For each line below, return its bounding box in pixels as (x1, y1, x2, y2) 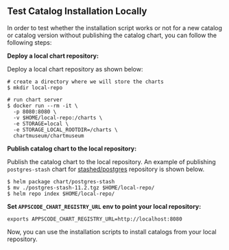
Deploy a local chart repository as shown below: (7, 65, 143, 73)
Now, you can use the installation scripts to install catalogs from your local (7, 227, 217, 236)
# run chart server (7, 96, 63, 103)
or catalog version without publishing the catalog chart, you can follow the (7, 31, 217, 39)
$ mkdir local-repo (7, 84, 63, 91)
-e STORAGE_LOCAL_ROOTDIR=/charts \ (13, 126, 118, 133)
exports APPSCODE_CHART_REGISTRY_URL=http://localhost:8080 (7, 216, 183, 223)
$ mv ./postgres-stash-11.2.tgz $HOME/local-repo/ (7, 184, 155, 191)
